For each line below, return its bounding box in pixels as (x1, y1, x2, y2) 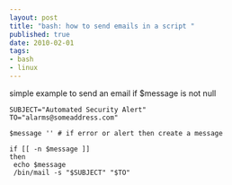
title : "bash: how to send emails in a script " (9, 22, 195, 31)
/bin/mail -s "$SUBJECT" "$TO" (13, 168, 130, 177)
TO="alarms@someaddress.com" (9, 113, 119, 122)
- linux (9, 64, 39, 73)
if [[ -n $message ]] (9, 145, 91, 154)
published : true (9, 30, 70, 39)
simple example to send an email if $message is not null (9, 87, 217, 99)
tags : (9, 47, 30, 56)
